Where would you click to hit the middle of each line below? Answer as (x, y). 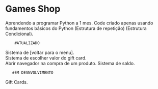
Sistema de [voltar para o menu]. (40, 52)
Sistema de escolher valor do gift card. (46, 58)
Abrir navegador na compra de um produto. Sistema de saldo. (70, 63)
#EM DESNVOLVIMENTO (33, 72)
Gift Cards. (17, 82)
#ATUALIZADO (27, 43)
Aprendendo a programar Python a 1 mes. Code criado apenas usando (79, 23)
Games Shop (33, 9)
